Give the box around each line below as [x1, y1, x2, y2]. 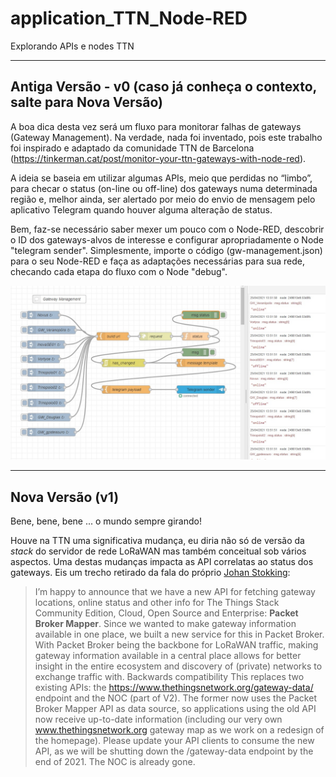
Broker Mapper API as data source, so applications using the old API [34, 703, 317, 715]
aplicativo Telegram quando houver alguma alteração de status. [10, 203, 273, 216]
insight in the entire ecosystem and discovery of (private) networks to [34, 660, 323, 672]
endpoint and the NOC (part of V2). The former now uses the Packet [34, 692, 317, 704]
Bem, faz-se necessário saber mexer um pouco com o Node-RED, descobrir [10, 223, 325, 235]
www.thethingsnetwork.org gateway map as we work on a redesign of [34, 724, 325, 736]
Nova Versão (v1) [10, 488, 120, 506]
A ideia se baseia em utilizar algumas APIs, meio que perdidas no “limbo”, [10, 172, 313, 184]
